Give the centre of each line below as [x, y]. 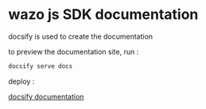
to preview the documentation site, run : [74, 51]
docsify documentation [46, 96]
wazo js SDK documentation [103, 15]
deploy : [21, 81]
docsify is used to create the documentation [81, 36]
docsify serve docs [41, 66]
